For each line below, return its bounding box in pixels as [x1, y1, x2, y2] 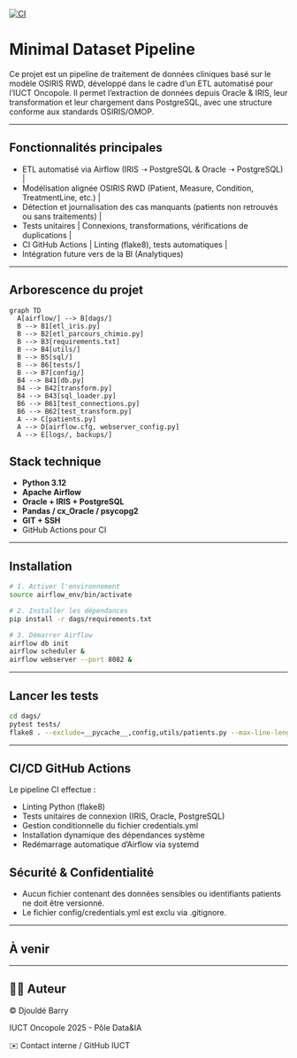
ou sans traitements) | [21, 211, 103, 222]
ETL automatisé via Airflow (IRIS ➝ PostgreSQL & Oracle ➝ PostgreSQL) [21, 164, 284, 175]
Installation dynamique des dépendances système [21, 829, 205, 841]
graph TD [9, 306, 42, 315]
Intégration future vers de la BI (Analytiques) [21, 248, 184, 259]
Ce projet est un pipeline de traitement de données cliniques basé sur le [9, 68, 271, 79]
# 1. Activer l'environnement [9, 582, 121, 591]
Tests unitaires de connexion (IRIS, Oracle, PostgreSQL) [21, 811, 225, 821]
